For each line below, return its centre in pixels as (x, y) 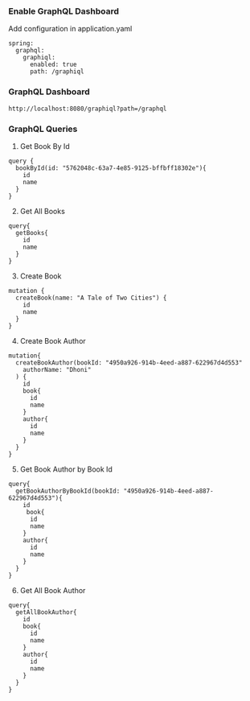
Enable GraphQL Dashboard (64, 11)
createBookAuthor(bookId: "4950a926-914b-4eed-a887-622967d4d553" (129, 363)
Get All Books (43, 211)
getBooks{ (32, 233)
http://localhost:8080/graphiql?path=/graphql (88, 109)
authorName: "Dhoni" (57, 369)
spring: (21, 43)
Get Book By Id (45, 146)
